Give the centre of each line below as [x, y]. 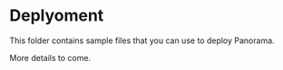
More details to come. [50, 57]
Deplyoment [57, 16]
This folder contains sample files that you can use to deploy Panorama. [142, 40]
